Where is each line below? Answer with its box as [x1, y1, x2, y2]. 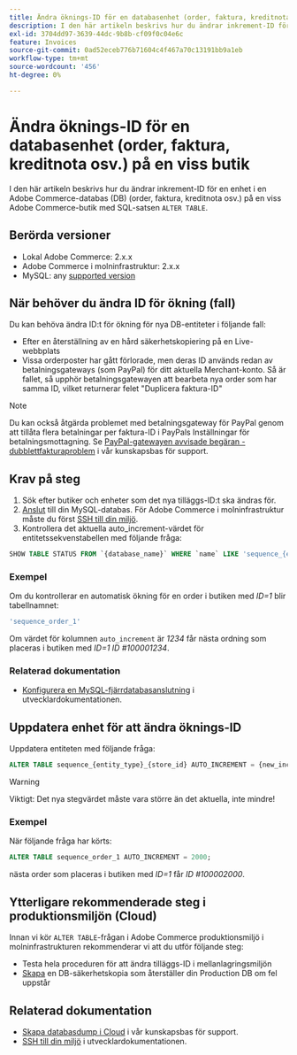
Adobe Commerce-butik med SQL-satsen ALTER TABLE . [9, 202, 209, 212]
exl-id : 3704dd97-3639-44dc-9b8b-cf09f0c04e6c [9, 29, 184, 38]
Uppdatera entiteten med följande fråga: [9, 743, 156, 754]
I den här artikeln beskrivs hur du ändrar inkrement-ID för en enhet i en [9, 183, 267, 194]
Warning [9, 776, 40, 788]
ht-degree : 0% [9, 71, 62, 80]
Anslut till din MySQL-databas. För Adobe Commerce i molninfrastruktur [21, 504, 285, 515]
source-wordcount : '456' [9, 63, 101, 72]
